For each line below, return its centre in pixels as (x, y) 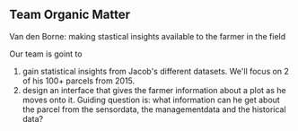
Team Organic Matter (70, 15)
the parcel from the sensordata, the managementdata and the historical (154, 109)
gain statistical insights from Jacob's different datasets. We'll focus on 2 (156, 71)
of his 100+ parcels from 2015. (79, 81)
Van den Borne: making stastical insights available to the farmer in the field (148, 36)
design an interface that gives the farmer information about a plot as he (154, 90)
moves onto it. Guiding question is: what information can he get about (151, 100)
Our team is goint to (46, 54)
